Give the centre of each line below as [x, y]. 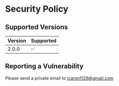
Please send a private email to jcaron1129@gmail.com [59, 78]
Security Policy [37, 9]
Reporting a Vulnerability [44, 66]
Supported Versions [36, 27]
